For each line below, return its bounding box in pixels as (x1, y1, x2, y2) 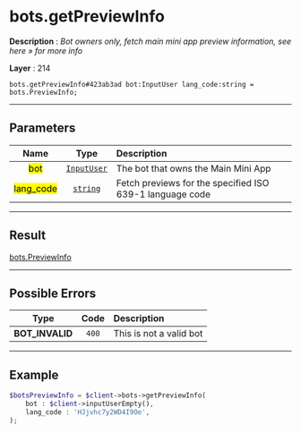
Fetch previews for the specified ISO (116, 176, 270, 189)
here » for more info (9, 45, 83, 55)
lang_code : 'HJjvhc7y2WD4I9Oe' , (25, 407, 150, 417)
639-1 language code (116, 188, 211, 200)
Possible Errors (9, 285, 97, 301)
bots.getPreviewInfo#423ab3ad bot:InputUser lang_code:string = (9, 80, 254, 89)
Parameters (9, 121, 76, 136)
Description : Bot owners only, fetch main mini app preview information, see (9, 36, 292, 47)
